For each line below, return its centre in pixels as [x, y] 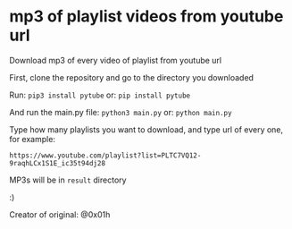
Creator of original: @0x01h [60, 214]
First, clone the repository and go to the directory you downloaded [132, 77]
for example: [33, 139]
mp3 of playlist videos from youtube [146, 17]
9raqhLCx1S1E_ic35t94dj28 [57, 163]
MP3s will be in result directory [68, 180]
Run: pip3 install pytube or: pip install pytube [100, 95]
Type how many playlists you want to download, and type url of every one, [146, 129]
